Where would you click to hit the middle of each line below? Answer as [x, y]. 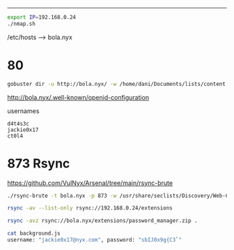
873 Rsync [39, 163]
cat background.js [34, 234]
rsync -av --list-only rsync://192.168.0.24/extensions [90, 208]
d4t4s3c [18, 124]
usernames [23, 111]
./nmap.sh [22, 24]
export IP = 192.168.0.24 [42, 17]
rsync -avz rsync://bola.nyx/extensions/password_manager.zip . [102, 221]
